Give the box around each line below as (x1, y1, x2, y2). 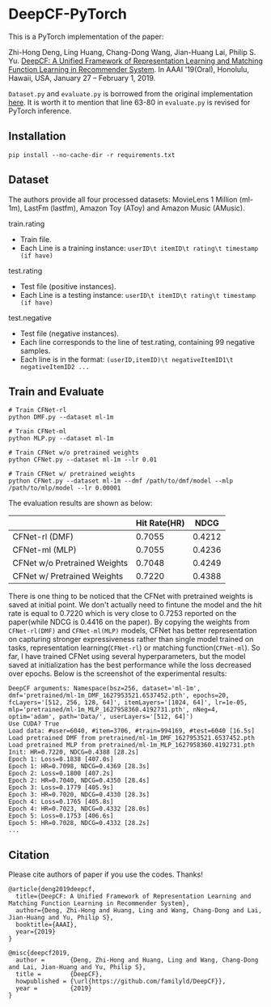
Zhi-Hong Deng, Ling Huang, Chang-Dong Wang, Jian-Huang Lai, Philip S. (8, 47, 256, 57)
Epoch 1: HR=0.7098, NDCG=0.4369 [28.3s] (8, 763, 150, 771)
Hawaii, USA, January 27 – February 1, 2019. (8, 73, 156, 83)
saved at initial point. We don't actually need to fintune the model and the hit (8, 600, 262, 610)
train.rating (8, 219, 45, 228)
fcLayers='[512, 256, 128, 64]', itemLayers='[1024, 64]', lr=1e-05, (8, 699, 248, 707)
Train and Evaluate (8, 385, 104, 398)
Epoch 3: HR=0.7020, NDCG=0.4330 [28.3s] (8, 791, 150, 799)
